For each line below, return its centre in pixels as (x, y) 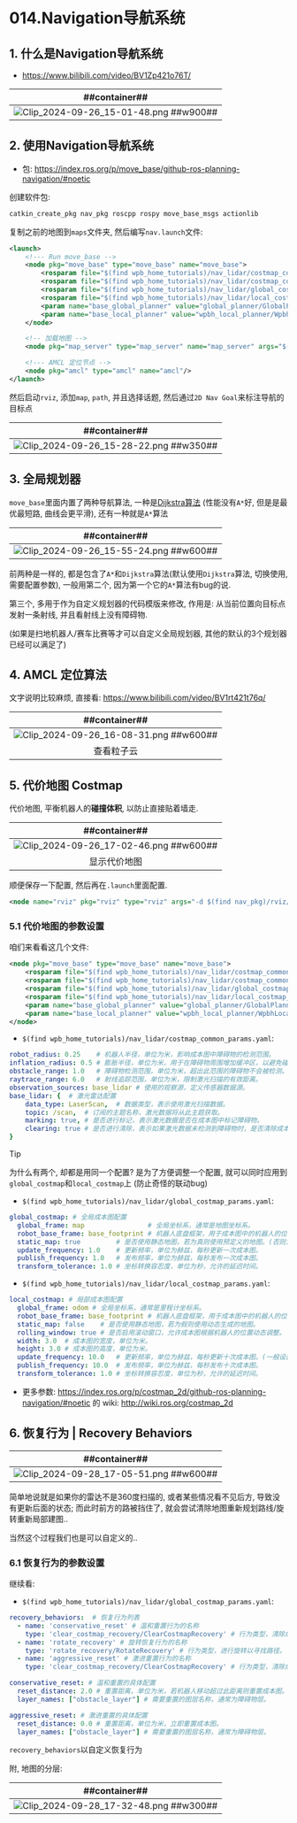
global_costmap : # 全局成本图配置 (68, 1218)
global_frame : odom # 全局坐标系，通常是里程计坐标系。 (111, 1308)
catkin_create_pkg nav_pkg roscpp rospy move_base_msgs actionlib (134, 213)
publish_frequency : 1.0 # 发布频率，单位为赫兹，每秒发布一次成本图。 (140, 1258)
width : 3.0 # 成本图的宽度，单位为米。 (84, 1341)
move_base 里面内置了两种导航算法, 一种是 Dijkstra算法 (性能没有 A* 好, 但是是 (145, 502)
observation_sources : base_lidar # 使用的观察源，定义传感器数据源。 (129, 1088)
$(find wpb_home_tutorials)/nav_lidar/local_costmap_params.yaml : (146, 1283)
